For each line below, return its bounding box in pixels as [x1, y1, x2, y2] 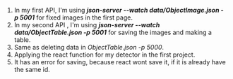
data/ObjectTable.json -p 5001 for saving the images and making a [13, 28, 212, 36]
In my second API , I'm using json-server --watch [13, 21, 160, 29]
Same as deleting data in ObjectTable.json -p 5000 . [13, 43, 165, 51]
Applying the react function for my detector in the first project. [13, 50, 196, 59]
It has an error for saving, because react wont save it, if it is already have [13, 58, 226, 66]
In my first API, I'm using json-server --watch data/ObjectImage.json [13, 6, 220, 14]
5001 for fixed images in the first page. [19, 13, 133, 22]
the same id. [13, 66, 51, 73]
